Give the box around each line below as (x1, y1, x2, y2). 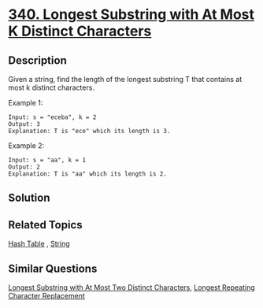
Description (8, 54, 67, 67)
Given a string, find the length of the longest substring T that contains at (8, 75, 243, 83)
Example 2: (8, 141, 45, 150)
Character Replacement (8, 291, 85, 301)
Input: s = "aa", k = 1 (8, 156, 87, 164)
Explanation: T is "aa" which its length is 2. (8, 170, 168, 178)
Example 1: (8, 98, 43, 107)
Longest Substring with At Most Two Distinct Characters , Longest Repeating (8, 283, 255, 292)
